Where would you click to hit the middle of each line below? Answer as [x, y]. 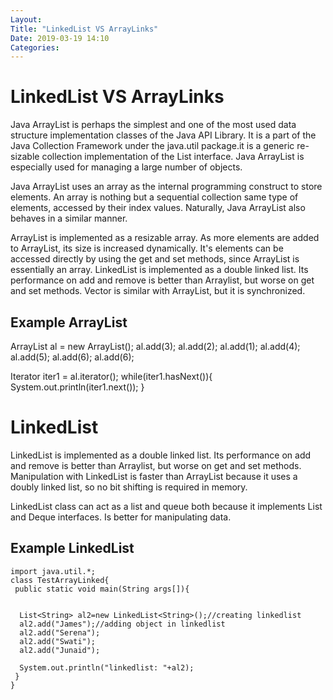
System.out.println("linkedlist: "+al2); [107, 667]
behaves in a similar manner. [69, 218]
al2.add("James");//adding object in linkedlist [122, 624]
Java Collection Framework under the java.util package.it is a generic [152, 146]
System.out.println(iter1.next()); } [77, 387]
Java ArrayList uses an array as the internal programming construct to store [166, 187]
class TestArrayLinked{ [60, 580]
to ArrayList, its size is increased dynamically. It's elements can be [147, 248]
